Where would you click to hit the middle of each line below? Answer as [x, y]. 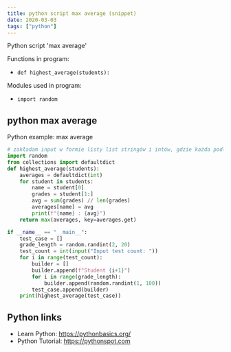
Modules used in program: [44, 86]
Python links [34, 317]
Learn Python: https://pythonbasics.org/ [74, 334]
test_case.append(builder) [70, 290]
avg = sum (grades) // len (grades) [81, 201]
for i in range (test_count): [61, 258]
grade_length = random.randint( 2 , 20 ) [75, 245]
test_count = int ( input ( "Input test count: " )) [89, 251]
